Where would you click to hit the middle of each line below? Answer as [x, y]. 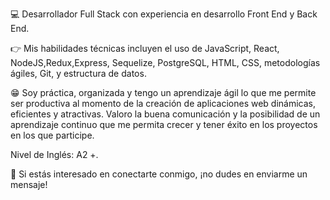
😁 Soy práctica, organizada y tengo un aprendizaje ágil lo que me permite [163, 92]
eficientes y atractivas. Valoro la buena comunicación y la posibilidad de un [165, 114]
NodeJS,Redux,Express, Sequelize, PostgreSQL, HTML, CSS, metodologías [165, 62]
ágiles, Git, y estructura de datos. [78, 73]
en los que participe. [52, 135]
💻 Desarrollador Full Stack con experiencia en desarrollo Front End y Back [164, 14]
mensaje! [29, 184]
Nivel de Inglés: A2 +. [54, 154]
